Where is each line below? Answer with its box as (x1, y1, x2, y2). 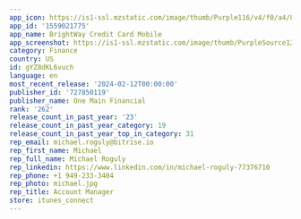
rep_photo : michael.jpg (9, 180, 99, 189)
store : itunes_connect (9, 196, 94, 206)
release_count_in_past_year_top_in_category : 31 (9, 130, 194, 139)
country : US (9, 55, 54, 63)
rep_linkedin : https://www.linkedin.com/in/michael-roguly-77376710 (9, 163, 271, 172)
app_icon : (9, 13, 47, 22)
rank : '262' (9, 105, 54, 114)
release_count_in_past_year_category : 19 (9, 122, 167, 131)
